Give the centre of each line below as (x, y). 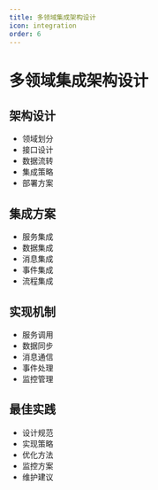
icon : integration (43, 26)
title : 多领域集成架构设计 (53, 17)
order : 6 (25, 34)
